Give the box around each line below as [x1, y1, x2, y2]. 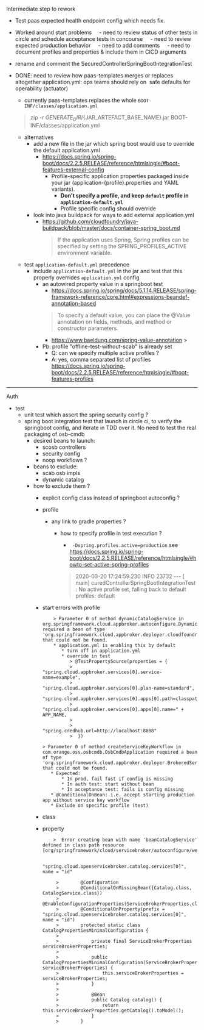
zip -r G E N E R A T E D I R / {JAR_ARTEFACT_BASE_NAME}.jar [30, 114, 170, 123]
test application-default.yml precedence [24, 260, 129, 268]
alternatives [24, 134, 54, 141]
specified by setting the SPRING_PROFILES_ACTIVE [57, 242, 187, 249]
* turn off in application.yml [61, 648, 141, 654]
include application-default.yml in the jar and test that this [33, 267, 183, 274]
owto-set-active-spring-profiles [69, 560, 149, 568]
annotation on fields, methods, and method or [57, 318, 172, 325]
